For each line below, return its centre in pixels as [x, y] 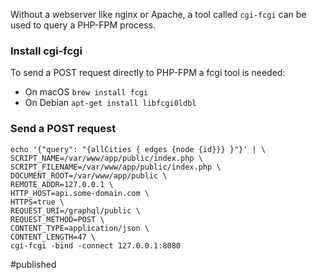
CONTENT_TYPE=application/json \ [80, 228]
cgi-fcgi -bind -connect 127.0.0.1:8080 [96, 245]
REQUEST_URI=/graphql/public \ [75, 210]
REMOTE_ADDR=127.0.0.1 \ [62, 184]
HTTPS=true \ [37, 202]
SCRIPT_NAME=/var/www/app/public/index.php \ [106, 158]
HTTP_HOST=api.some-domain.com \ [80, 193]
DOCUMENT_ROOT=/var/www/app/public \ [89, 175]
